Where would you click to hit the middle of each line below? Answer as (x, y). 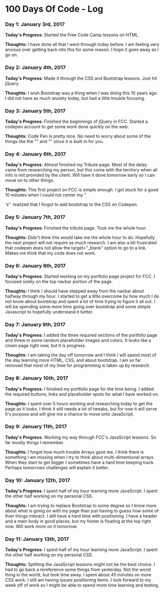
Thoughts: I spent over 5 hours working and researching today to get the (79, 403)
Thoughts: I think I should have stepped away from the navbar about (75, 291)
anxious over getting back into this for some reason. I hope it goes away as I (82, 49)
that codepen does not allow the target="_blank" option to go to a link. (76, 248)
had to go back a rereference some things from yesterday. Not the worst (78, 569)
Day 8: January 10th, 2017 (37, 378)
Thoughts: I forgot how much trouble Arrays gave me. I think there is (75, 452)
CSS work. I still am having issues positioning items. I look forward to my (78, 580)
